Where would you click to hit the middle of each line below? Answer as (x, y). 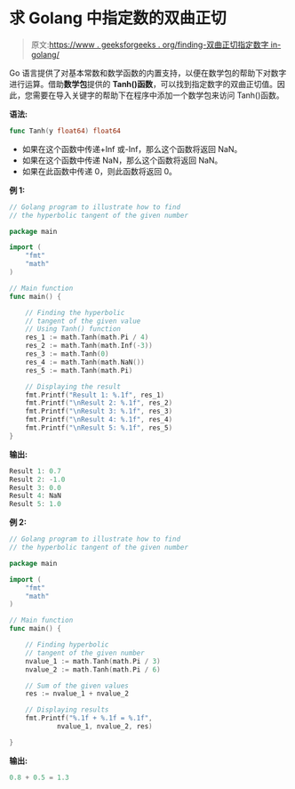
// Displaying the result (73, 386)
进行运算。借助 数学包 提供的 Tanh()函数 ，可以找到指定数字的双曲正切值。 (144, 84)
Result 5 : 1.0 (36, 504)
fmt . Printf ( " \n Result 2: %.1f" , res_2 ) (99, 403)
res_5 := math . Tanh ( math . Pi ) (79, 370)
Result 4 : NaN (36, 496)
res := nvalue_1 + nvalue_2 (77, 694)
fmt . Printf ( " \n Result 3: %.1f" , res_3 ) (99, 411)
